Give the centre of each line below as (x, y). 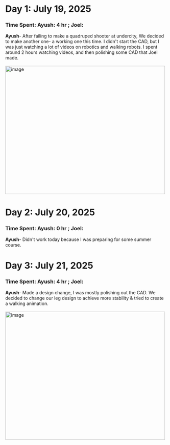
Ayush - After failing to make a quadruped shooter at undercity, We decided (85, 36)
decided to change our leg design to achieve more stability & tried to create (85, 298)
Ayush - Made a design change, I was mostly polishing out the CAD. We (80, 293)
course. (13, 245)
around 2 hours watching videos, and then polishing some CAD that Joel (81, 52)
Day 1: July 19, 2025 (48, 9)
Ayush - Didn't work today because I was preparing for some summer (78, 239)
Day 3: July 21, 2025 (49, 266)
